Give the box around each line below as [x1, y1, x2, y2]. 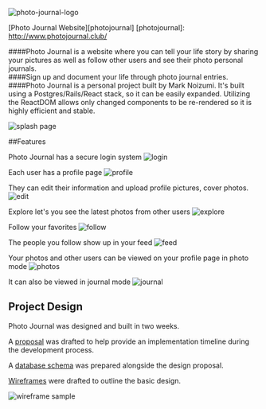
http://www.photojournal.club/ [8, 32, 108, 41]
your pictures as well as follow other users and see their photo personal [8, 56, 244, 64]
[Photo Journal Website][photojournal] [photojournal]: [8, 23, 185, 32]
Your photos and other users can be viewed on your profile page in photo [8, 253, 249, 263]
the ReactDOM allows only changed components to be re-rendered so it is [8, 98, 252, 107]
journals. [8, 64, 37, 73]
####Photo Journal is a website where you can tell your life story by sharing [8, 47, 259, 56]
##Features [8, 137, 46, 146]
